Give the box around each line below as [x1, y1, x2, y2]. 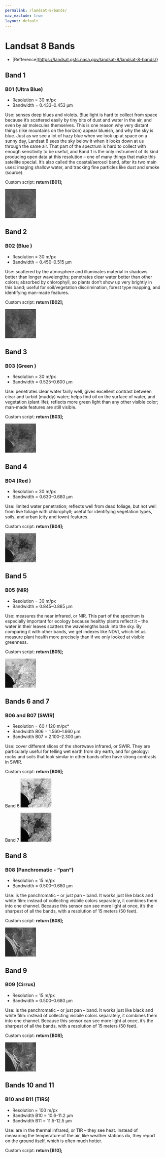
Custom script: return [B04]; [5, 524, 64, 530]
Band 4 [5, 462, 28, 471]
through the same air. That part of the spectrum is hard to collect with [5, 143, 146, 149]
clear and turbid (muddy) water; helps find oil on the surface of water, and [5, 394, 156, 400]
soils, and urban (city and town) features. [5, 514, 89, 520]
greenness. [5, 639, 28, 645]
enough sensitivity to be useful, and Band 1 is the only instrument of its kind [5, 149, 159, 154]
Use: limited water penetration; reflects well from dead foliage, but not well [5, 503, 157, 509]
